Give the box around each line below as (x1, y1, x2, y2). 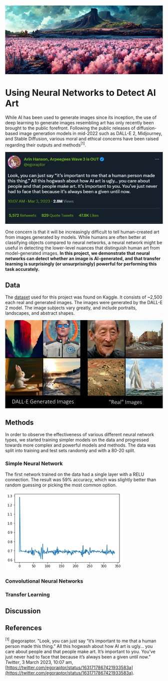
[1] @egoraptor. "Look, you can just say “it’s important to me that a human (5, 637, 156, 644)
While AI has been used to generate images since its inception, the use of (5, 114, 157, 120)
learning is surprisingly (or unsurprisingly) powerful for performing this (5, 261, 157, 267)
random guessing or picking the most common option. (5, 482, 117, 488)
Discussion (5, 607, 41, 615)
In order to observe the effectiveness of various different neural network (5, 432, 154, 438)
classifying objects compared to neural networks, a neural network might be (5, 239, 162, 246)
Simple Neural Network (5, 460, 63, 467)
